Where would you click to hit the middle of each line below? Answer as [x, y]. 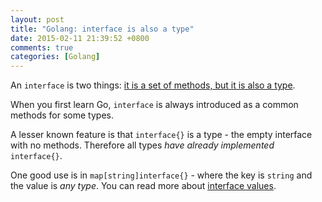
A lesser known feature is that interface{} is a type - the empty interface [161, 135]
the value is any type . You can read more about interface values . [143, 186]
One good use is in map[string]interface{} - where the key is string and [161, 175]
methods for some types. [62, 115]
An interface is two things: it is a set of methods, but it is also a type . [153, 85]
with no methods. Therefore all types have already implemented [142, 145]
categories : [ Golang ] [55, 57]
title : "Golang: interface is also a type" [102, 29]
